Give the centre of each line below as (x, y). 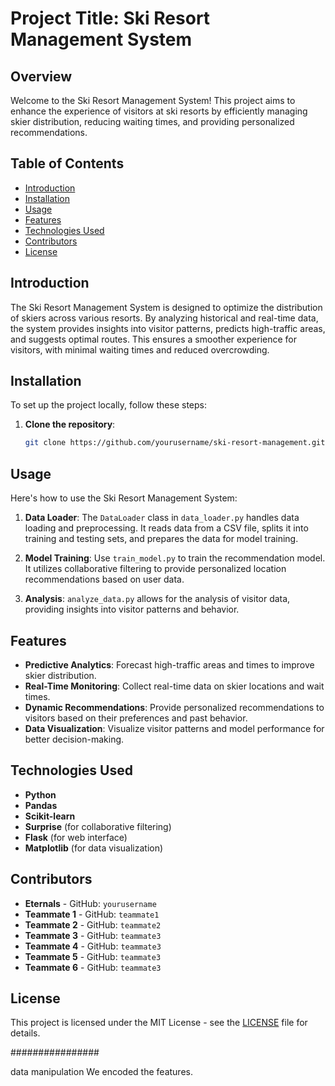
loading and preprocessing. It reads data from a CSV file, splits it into (166, 528)
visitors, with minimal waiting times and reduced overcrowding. (140, 349)
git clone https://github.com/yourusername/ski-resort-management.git (175, 443)
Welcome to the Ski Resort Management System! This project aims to (153, 100)
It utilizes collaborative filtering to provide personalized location (155, 569)
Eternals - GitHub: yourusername (90, 903)
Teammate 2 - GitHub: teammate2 (93, 924)
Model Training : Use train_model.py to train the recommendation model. (175, 558)
